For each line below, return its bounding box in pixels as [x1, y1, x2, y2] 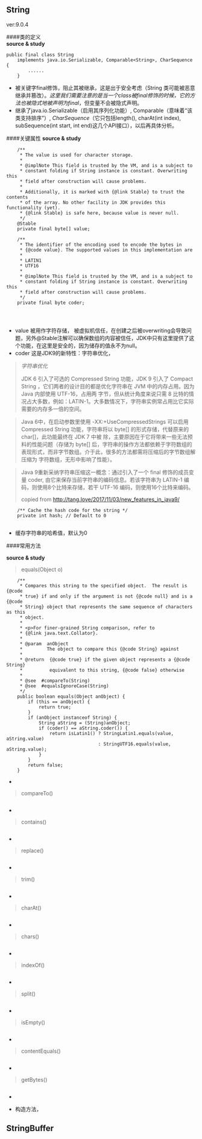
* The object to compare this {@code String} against [19, 646, 180, 652]
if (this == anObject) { [28, 699, 90, 705]
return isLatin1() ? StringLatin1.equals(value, [49, 730, 174, 736]
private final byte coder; [17, 300, 85, 306]
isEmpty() [21, 1018, 45, 1026]
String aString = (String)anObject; [38, 720, 131, 726]
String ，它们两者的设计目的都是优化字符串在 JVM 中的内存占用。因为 [21, 382, 195, 390]
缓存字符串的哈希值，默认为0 [14, 529, 87, 536]
